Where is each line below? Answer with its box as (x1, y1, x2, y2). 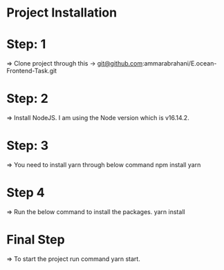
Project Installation (6, 5, 118, 21)
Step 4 (6, 185, 46, 201)
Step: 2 (6, 91, 49, 106)
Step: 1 (6, 37, 46, 52)
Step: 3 (6, 138, 49, 153)
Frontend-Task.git (6, 67, 57, 75)
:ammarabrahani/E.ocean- (142, 59, 217, 68)
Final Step (6, 232, 65, 248)
